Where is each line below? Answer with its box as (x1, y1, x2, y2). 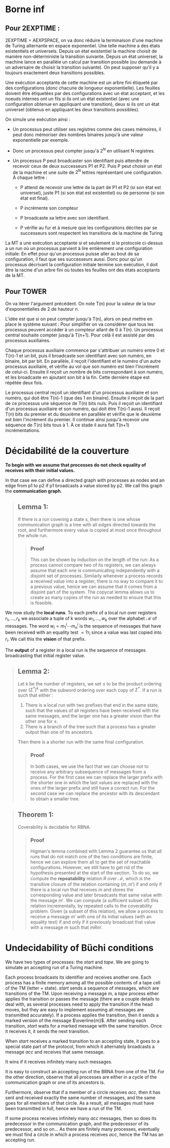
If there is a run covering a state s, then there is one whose (17, 516, 141, 522)
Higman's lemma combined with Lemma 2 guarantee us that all (30, 848, 162, 854)
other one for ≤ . (25, 718, 58, 725)
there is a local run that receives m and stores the (30, 886, 134, 892)
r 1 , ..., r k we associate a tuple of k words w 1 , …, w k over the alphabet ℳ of (5, 615, 157, 623)
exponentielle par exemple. (12, 137, 69, 143)
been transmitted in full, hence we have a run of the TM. (5, 1105, 122, 1111)
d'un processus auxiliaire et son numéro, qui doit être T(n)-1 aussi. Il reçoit (5, 406, 160, 412)
